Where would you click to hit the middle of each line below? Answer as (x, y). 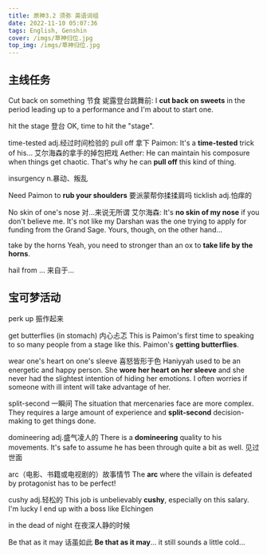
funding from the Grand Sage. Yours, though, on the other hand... (116, 229)
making (21, 421)
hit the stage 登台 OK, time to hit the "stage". (81, 125)
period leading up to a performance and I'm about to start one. (111, 109)
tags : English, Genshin (48, 30)
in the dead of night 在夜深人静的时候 (69, 525)
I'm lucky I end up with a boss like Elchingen (81, 509)
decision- (229, 412)
